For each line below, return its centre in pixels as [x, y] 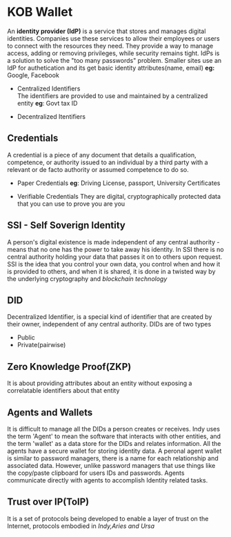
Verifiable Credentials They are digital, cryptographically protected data [119, 196]
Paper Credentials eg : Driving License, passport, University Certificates [119, 183]
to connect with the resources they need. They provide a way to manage [110, 46]
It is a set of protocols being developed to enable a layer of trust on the [108, 518]
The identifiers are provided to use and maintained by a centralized [112, 96]
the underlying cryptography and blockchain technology [87, 279]
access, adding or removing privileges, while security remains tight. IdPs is [113, 53]
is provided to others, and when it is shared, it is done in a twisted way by [111, 271]
